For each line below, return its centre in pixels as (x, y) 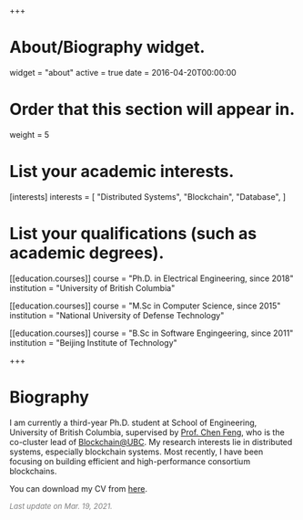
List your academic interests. (122, 172)
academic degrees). (87, 253)
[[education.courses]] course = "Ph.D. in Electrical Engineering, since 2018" (151, 278)
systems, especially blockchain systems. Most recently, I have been (136, 452)
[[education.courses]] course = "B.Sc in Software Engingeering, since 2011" (151, 333)
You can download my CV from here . (79, 488)
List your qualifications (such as (133, 234)
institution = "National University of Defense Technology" (117, 315)
